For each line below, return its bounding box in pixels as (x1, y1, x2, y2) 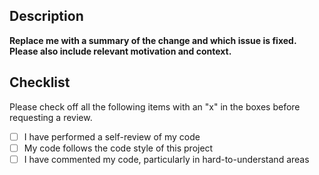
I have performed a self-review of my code (23, 130, 201, 143)
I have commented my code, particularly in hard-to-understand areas (23, 153, 310, 165)
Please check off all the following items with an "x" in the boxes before (9, 100, 301, 113)
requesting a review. (9, 111, 93, 123)
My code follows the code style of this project (23, 142, 214, 154)
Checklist (9, 74, 71, 91)
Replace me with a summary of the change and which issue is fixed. (9, 34, 297, 46)
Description (9, 8, 84, 25)
